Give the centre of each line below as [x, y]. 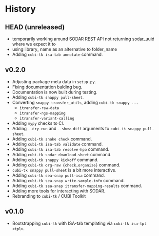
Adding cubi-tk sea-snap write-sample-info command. [68, 180]
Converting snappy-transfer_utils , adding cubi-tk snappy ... [75, 102]
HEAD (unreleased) [35, 27]
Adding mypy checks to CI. [38, 123]
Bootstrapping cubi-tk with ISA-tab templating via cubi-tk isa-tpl [79, 223]
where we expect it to [34, 44]
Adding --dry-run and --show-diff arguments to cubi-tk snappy [77, 128]
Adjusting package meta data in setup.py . [54, 81]
